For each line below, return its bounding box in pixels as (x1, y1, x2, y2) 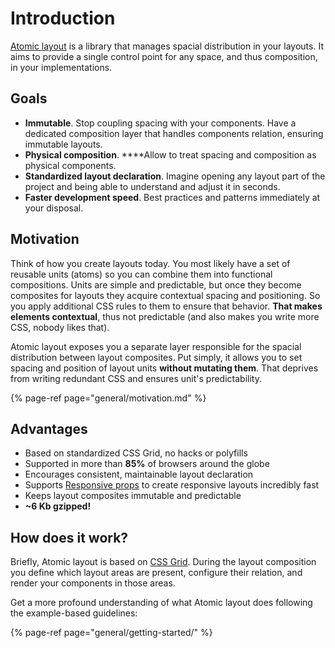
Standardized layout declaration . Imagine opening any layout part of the (24, 170, 326, 182)
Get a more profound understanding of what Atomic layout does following (10, 597, 313, 609)
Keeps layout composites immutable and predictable (24, 490, 242, 502)
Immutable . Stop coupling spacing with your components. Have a (24, 117, 297, 129)
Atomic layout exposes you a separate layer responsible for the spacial (10, 340, 302, 352)
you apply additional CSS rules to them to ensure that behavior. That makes (10, 300, 323, 312)
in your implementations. (10, 61, 113, 73)
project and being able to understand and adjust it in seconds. (24, 180, 281, 192)
